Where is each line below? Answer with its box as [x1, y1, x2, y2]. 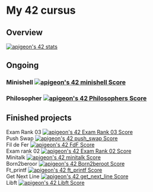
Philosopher [6, 94, 42, 103]
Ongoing [6, 60, 39, 70]
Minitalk [6, 154, 26, 161]
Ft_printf [6, 166, 27, 174]
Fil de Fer [6, 141, 29, 148]
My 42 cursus [6, 4, 76, 17]
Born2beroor [6, 160, 37, 168]
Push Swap [6, 135, 34, 142]
